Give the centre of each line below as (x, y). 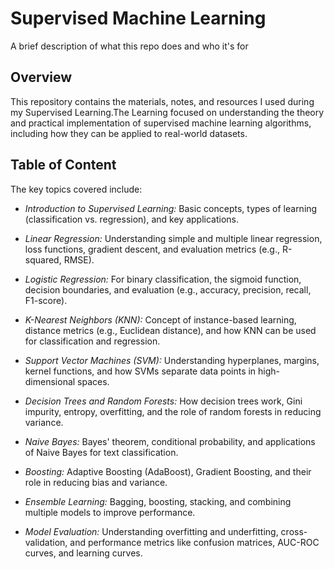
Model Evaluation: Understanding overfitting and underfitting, (151, 531)
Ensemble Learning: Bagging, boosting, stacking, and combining (158, 501)
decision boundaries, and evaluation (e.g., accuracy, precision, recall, (168, 289)
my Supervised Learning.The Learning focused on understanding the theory (167, 112)
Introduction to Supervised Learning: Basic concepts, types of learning (171, 208)
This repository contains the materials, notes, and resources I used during (162, 101)
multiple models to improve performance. (110, 512)
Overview (41, 77)
